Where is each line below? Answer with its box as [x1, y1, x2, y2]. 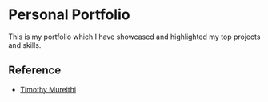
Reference [8, 64, 62, 77]
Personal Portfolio [8, 6, 130, 24]
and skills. [8, 40, 42, 49]
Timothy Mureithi [19, 84, 77, 94]
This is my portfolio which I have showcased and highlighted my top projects [8, 32, 261, 41]
